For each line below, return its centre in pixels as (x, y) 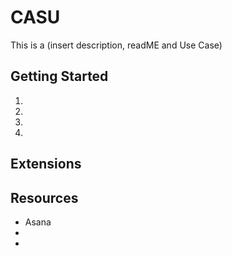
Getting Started (59, 76)
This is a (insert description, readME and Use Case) (116, 45)
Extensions (46, 164)
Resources (44, 197)
